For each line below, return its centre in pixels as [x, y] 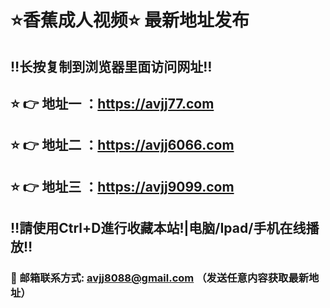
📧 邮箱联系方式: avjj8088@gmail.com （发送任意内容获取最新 [160, 278]
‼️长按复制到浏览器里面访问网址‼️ [111, 66]
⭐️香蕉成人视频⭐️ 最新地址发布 [130, 20]
